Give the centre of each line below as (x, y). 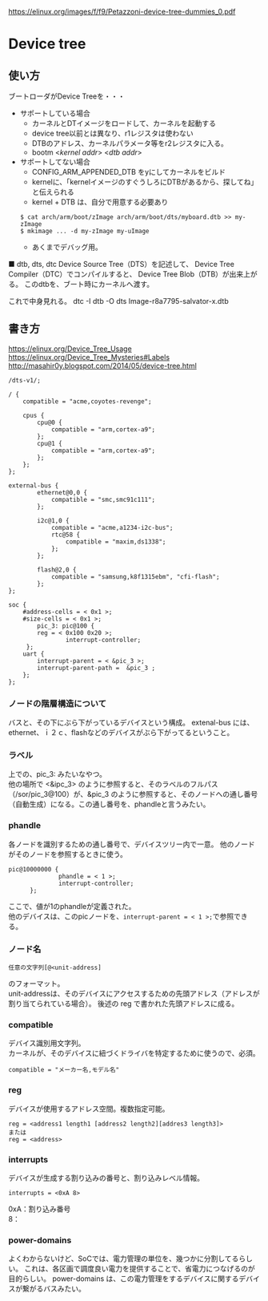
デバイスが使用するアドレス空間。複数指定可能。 (89, 1109)
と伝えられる (53, 192)
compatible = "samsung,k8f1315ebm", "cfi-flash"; (135, 576)
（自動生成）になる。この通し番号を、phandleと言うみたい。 (109, 804)
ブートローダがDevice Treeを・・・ (67, 96)
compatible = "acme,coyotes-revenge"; (87, 401)
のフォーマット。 (36, 984)
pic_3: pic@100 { (66, 626)
